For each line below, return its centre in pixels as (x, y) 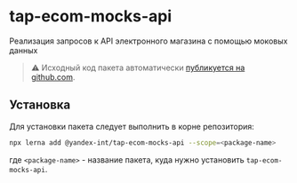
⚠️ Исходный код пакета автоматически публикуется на (138, 68)
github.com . (53, 76)
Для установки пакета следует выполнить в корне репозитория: (132, 126)
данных (24, 50)
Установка (40, 105)
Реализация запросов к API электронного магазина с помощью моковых (148, 41)
